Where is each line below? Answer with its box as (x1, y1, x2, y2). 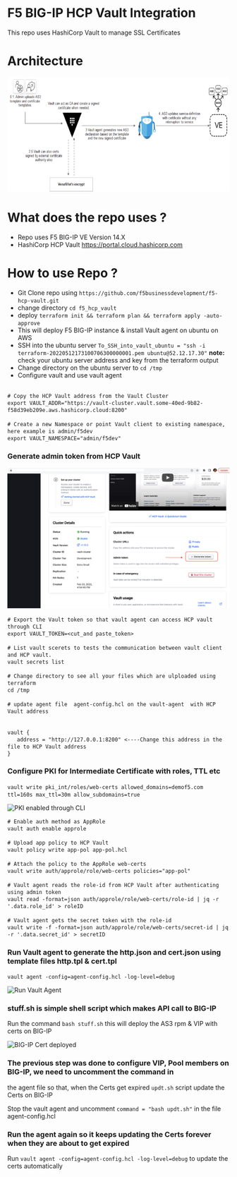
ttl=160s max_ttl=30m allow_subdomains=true (7, 791, 140, 798)
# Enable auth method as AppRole (7, 818, 106, 825)
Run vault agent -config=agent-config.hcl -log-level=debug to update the (7, 1154, 229, 1162)
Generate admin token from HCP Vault (7, 451, 141, 461)
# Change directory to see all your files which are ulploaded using (7, 672, 217, 680)
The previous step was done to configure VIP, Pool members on (7, 1058, 229, 1068)
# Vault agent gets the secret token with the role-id (7, 917, 172, 924)
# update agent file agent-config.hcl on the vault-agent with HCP (7, 701, 217, 708)
